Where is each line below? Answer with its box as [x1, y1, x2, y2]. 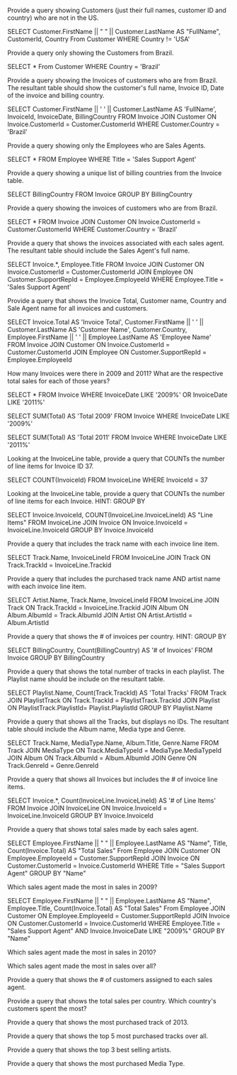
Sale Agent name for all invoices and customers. [7, 304, 149, 312]
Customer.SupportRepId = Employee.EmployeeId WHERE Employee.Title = [7, 275, 224, 283]
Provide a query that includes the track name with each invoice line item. [7, 539, 219, 548]
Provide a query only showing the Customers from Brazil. [7, 49, 174, 57]
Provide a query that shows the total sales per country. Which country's [7, 997, 217, 1005]
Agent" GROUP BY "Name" [7, 869, 86, 877]
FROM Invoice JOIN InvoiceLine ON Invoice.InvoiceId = [7, 804, 168, 812]
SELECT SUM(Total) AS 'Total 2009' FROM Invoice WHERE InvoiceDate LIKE [7, 412, 230, 420]
